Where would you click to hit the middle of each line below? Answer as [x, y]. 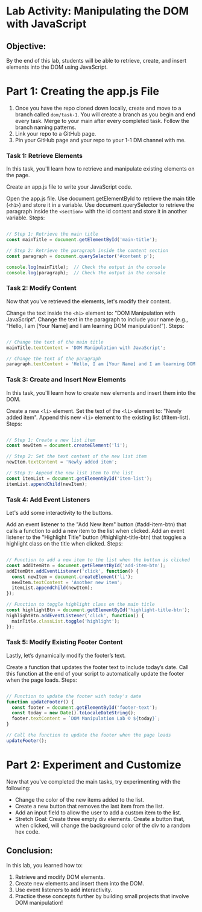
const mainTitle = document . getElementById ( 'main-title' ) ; [82, 240]
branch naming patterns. [46, 127]
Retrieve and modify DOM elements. [60, 877]
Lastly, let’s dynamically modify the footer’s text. [66, 655]
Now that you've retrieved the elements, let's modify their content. [89, 301]
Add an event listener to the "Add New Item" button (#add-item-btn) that [96, 524]
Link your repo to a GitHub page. [55, 133]
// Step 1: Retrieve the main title [52, 234]
